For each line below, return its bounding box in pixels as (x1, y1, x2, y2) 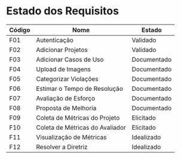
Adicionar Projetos (36, 45, 88, 54)
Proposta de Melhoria (36, 103, 97, 112)
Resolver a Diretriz (36, 142, 88, 151)
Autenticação (36, 36, 73, 44)
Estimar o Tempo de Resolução (36, 84, 124, 93)
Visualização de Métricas (36, 133, 107, 141)
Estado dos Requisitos (6, 4, 119, 18)
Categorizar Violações (36, 75, 99, 83)
